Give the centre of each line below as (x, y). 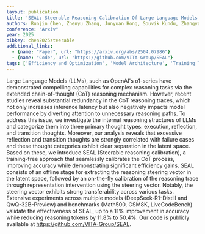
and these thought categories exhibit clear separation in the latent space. (98, 146)
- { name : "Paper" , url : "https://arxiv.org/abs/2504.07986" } (91, 52)
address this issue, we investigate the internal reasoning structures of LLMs (101, 119)
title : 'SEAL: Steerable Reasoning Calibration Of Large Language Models (102, 18)
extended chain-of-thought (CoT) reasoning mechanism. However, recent (99, 94)
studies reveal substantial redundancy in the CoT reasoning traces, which (99, 100)
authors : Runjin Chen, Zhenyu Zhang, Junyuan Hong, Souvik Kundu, (92, 23)
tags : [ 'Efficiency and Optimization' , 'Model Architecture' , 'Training (101, 63)
